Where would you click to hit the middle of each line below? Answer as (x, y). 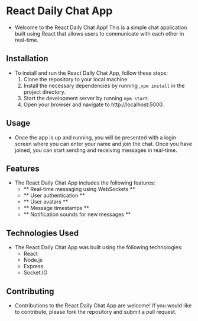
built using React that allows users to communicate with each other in (99, 33)
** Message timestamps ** (56, 208)
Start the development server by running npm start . (86, 98)
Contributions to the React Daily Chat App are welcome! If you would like (103, 306)
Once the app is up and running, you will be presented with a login (95, 137)
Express (33, 266)
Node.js (33, 260)
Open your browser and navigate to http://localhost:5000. (94, 104)
